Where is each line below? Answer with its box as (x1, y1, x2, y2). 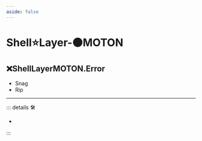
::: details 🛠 (6, 103, 36, 111)
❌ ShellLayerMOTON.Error (6, 64, 105, 74)
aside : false (6, 8, 39, 15)
